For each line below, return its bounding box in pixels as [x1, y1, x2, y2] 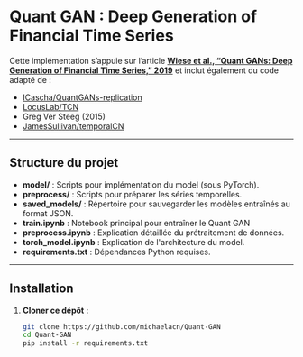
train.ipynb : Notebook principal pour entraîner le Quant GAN [22, 217, 251, 228]
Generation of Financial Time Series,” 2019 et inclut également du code [9, 65, 280, 76]
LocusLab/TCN [22, 101, 79, 112]
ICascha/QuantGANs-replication [22, 92, 142, 103]
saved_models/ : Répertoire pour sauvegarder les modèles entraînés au [22, 198, 291, 209]
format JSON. [22, 207, 74, 218]
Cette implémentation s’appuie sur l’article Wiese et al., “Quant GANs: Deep [9, 55, 293, 66]
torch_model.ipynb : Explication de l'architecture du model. [22, 236, 245, 247]
